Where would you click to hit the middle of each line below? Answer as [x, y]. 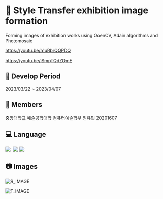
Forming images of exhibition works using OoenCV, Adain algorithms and [82, 35]
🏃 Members [24, 105]
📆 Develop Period [33, 77]
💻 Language [26, 134]
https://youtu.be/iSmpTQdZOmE [39, 60]
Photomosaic [19, 41]
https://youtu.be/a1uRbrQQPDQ [38, 50]
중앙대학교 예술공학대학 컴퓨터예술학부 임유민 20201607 [61, 118]
